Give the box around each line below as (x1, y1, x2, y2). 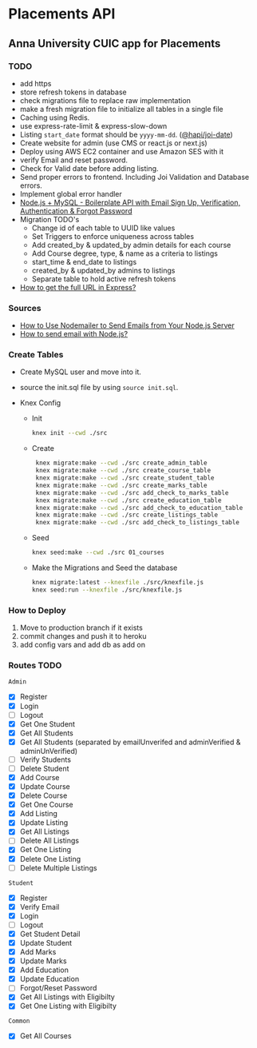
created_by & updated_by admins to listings (31, 265, 176, 275)
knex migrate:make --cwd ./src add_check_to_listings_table (35, 519, 239, 527)
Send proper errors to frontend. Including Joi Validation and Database (19, 172, 250, 181)
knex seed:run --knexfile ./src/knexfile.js (31, 585, 183, 594)
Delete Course (19, 791, 68, 800)
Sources (8, 302, 42, 313)
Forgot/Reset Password (19, 983, 97, 993)
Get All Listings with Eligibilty (19, 992, 116, 1002)
